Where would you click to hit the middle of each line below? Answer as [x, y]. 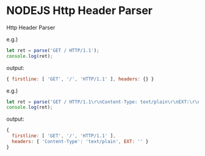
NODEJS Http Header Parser [79, 11]
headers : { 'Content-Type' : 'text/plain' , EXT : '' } [80, 142]
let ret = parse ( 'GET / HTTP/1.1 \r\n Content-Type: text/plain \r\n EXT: [98, 102]
